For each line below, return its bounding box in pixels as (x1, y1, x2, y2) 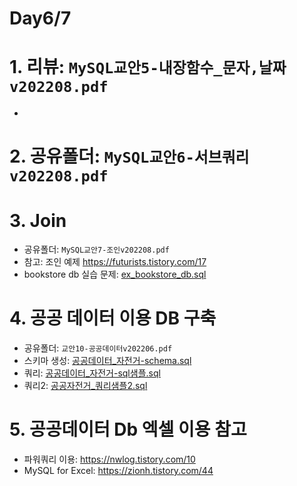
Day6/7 (9, 7, 72, 30)
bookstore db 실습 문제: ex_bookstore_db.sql (23, 268, 207, 281)
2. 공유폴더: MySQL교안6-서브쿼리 (9, 145, 250, 168)
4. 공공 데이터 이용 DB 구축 (9, 307, 217, 330)
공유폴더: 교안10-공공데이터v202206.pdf (23, 342, 173, 354)
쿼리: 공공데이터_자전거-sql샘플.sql (23, 367, 161, 379)
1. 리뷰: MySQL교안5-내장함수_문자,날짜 (9, 56, 287, 79)
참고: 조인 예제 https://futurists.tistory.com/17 (23, 256, 207, 268)
